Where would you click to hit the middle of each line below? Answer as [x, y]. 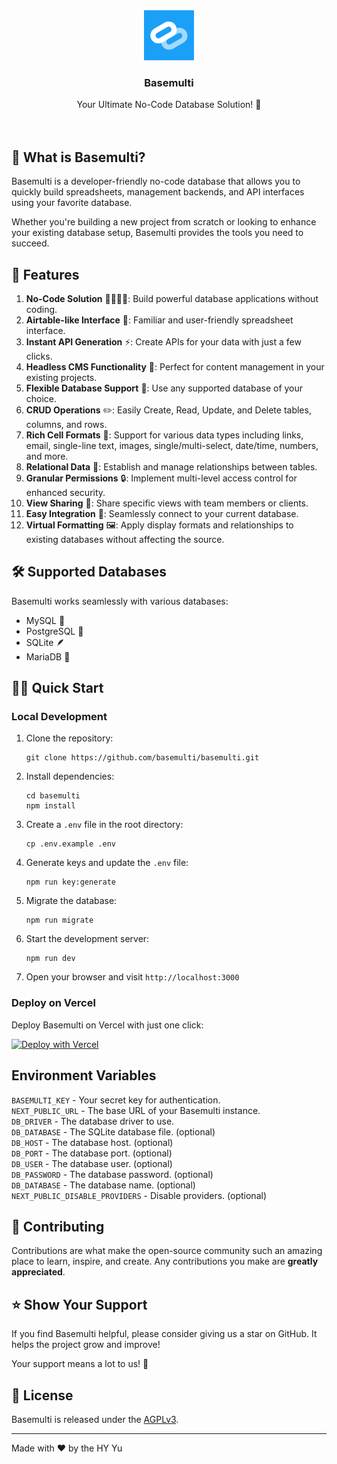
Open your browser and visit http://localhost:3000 [132, 977]
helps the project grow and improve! [86, 1345]
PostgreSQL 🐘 [54, 631]
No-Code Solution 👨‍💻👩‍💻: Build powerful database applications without [172, 298]
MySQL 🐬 [45, 620]
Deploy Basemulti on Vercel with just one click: [107, 1025]
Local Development [59, 717]
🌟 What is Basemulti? [78, 157]
